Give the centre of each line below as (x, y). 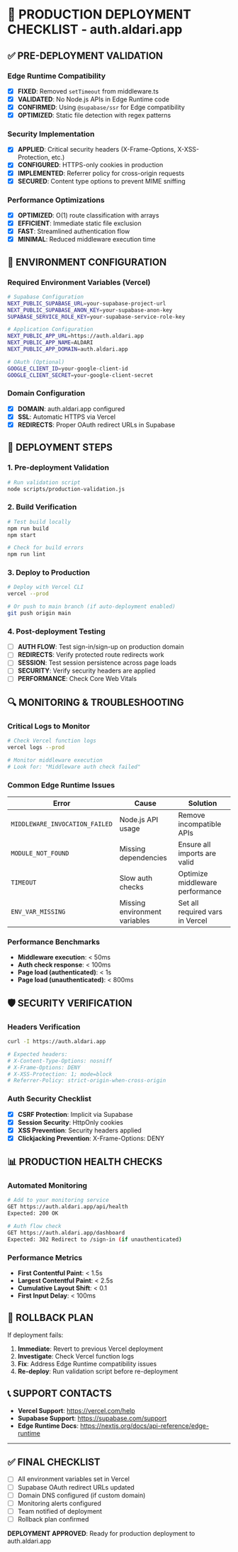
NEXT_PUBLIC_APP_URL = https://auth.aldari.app (75, 336)
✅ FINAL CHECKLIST (54, 1462)
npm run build (28, 528)
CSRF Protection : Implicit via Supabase (75, 1114)
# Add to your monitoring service (58, 1200)
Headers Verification (44, 1027)
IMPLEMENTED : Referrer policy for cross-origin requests (101, 173)
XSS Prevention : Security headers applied (79, 1130)
